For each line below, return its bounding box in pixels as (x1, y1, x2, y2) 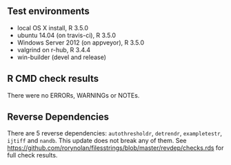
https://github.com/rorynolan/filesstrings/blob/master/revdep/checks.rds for (7, 144, 224, 152)
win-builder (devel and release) (17, 53, 107, 61)
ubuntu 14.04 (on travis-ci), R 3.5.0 (17, 31, 116, 39)
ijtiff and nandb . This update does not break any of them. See (7, 137, 188, 145)
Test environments (7, 5, 90, 17)
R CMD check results (7, 73, 99, 85)
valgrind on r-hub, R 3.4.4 (17, 45, 91, 54)
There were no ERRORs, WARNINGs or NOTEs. (7, 91, 140, 99)
